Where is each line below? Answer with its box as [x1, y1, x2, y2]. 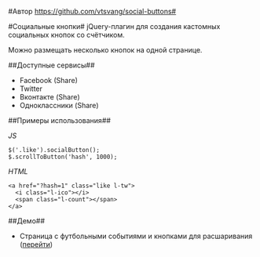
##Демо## [8, 216, 46, 226]
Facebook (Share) [19, 76, 79, 85]
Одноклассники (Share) [19, 101, 100, 110]
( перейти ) [19, 240, 53, 249]
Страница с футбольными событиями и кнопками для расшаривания [19, 231, 253, 241]
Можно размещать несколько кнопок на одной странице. [8, 45, 203, 54]
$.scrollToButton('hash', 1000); [8, 153, 118, 161]
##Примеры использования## [8, 116, 112, 125]
